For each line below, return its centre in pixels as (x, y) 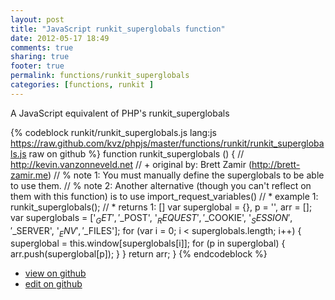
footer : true (37, 66)
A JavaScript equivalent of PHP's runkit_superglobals (120, 113)
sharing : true (40, 57)
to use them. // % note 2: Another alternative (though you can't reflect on (161, 185)
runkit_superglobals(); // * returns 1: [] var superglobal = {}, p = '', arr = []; (161, 207)
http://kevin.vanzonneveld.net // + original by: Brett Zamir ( (131, 164)
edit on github (53, 284)
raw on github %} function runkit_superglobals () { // (136, 153)
